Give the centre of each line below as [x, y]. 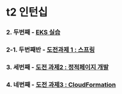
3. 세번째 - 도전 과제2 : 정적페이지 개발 [57, 67]
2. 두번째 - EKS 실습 [33, 32]
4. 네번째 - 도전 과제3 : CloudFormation [61, 84]
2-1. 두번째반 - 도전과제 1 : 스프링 [50, 50]
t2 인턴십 [27, 12]
